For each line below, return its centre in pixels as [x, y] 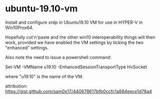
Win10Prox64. [19, 27]
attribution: [16, 86]
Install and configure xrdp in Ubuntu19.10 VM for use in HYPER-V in [74, 22]
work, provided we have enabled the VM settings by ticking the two [74, 42]
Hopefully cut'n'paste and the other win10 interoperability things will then [80, 37]
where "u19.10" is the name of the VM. [44, 76]
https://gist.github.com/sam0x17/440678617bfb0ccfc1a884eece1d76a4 [79, 91]
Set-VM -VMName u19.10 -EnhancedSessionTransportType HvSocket [76, 67]
